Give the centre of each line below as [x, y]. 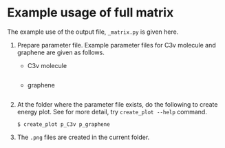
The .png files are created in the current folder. [83, 137]
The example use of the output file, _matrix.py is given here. [93, 32]
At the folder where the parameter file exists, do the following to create [117, 104]
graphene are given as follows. [61, 52]
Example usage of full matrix [90, 13]
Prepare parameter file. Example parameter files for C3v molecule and [117, 45]
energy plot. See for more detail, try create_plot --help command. [112, 112]
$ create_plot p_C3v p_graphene [63, 124]
